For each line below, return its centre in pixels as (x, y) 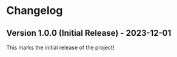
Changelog (35, 11)
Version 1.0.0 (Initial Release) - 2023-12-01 (89, 33)
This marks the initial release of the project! (60, 47)
